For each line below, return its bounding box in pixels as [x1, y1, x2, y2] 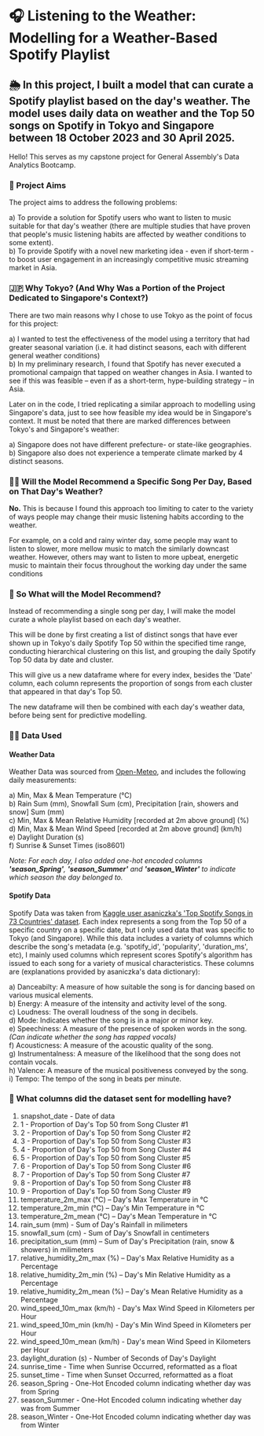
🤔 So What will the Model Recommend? [9, 588, 162, 599]
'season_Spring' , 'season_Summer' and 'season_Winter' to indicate [9, 865, 236, 874]
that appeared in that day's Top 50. [9, 687, 123, 696]
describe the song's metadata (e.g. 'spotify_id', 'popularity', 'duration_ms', [9, 942, 248, 951]
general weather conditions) [9, 351, 101, 360]
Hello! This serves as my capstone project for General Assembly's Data [9, 152, 240, 161]
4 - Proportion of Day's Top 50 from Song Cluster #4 [20, 1144, 192, 1154]
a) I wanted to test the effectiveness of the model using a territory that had [9, 334, 250, 343]
